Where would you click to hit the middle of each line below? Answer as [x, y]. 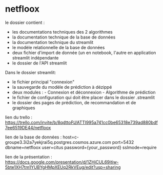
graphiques [24, 108]
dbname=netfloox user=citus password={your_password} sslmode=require [81, 147]
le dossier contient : [25, 22]
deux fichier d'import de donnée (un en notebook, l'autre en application [84, 53]
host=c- [71, 137]
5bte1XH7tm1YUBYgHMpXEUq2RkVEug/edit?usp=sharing [63, 167]
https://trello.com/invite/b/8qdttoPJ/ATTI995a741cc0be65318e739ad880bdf [81, 122]
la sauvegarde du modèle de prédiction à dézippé [62, 87]
